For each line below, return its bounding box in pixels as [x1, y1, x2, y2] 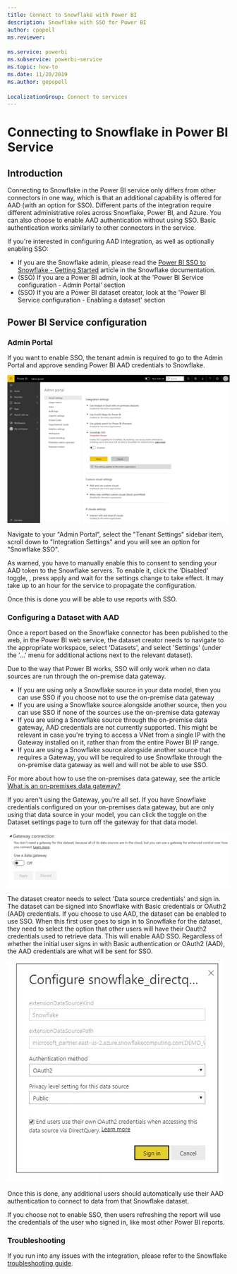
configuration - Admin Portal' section [17, 281, 126, 289]
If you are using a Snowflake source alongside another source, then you [17, 700, 227, 709]
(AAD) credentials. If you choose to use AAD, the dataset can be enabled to [7, 909, 227, 918]
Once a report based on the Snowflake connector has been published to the [7, 628, 229, 637]
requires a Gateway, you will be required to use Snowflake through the [17, 753, 222, 761]
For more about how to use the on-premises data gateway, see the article [7, 774, 221, 783]
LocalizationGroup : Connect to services [7, 93, 128, 100]
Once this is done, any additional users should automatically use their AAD [7, 1189, 224, 1198]
